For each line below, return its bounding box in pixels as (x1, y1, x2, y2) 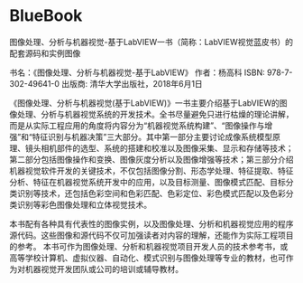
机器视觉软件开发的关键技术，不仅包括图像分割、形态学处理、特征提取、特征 (9, 165, 294, 176)
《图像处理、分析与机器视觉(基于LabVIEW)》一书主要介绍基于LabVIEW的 (9, 97, 280, 108)
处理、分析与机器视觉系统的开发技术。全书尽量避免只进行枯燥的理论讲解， (16, 108, 294, 119)
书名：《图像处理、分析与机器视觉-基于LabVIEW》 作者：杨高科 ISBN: (9, 67, 266, 78)
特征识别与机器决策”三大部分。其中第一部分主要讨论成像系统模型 (32, 131, 273, 142)
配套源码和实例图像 (9, 47, 81, 59)
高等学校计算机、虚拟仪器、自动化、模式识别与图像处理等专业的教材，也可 (9, 252, 286, 263)
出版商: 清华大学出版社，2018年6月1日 (61, 78, 203, 89)
